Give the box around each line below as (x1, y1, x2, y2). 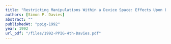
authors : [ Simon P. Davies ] (5, 12, 65, 17)
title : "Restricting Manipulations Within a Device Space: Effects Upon (5, 7, 163, 13)
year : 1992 (5, 26, 28, 31)
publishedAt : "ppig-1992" (5, 21, 60, 27)
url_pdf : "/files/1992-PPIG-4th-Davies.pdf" (5, 31, 101, 36)
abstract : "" (5, 17, 33, 22)
